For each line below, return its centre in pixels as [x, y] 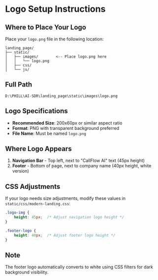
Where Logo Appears [39, 149]
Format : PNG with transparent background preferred [66, 128]
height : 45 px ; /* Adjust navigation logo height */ [69, 218]
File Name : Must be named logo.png [49, 133]
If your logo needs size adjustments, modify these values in [65, 198]
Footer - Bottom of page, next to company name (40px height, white [82, 166]
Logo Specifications [36, 111]
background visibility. [27, 272]
